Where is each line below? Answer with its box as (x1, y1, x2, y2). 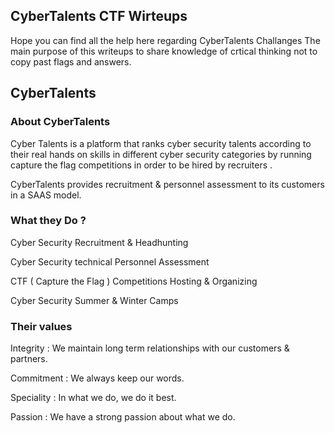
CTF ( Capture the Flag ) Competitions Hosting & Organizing (10, 275, 258, 287)
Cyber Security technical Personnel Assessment (10, 255, 210, 268)
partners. (10, 353, 48, 365)
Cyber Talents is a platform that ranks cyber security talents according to (10, 137, 312, 149)
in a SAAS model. (10, 189, 82, 201)
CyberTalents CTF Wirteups (10, 8, 188, 25)
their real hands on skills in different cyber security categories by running (10, 148, 312, 160)
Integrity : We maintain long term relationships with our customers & (10, 342, 290, 354)
